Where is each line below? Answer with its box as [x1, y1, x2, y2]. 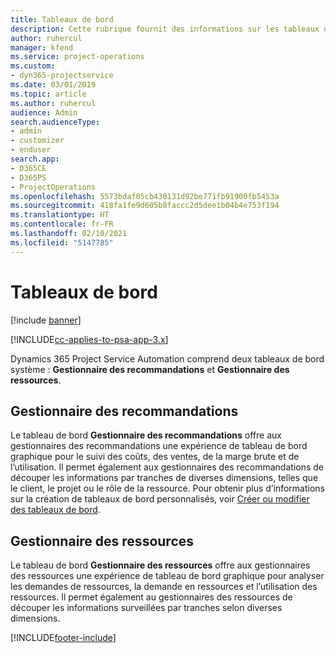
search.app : [10, 154, 60, 164]
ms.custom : [10, 61, 56, 71]
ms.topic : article [10, 89, 87, 99]
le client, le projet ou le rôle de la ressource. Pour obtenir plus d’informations [10, 482, 325, 495]
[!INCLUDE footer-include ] [10, 632, 117, 644]
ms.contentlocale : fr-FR [10, 219, 114, 230]
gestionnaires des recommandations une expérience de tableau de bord [10, 440, 308, 452]
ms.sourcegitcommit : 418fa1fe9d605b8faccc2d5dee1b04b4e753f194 [10, 201, 280, 211]
